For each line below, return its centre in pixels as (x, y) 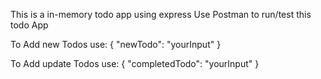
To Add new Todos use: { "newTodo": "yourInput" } (116, 44)
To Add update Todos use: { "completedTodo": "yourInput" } (135, 63)
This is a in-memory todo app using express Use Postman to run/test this (161, 14)
